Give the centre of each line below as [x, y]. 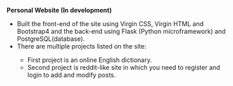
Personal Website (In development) [59, 10]
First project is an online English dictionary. [89, 60]
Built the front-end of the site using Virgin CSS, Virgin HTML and [110, 24]
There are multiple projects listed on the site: [82, 46]
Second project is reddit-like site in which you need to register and [124, 67]
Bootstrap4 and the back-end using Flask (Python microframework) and [121, 31]
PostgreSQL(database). [51, 39]
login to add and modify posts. [71, 75]
